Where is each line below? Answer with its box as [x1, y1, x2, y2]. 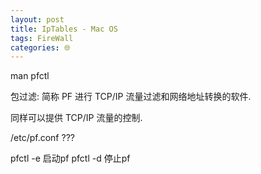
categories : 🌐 [10, 42, 71, 53]
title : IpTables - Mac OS [10, 24, 118, 34]
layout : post [10, 14, 65, 25]
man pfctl [10, 70, 50, 82]
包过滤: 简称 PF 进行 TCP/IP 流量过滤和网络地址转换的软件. [10, 91, 252, 103]
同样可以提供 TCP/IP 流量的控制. [10, 112, 143, 124]
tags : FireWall [10, 33, 74, 43]
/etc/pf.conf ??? [10, 132, 75, 144]
